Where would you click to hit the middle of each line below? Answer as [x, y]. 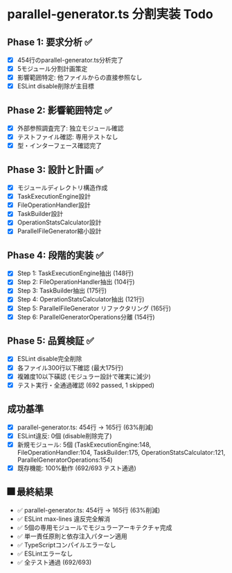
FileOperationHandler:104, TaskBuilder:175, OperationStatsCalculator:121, [121, 452]
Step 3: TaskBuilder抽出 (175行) [62, 291]
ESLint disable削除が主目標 [56, 86]
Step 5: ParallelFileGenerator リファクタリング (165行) [94, 308]
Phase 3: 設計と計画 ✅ [55, 170]
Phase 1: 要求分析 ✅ [50, 42]
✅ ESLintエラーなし [45, 554]
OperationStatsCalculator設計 [59, 222]
